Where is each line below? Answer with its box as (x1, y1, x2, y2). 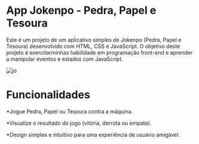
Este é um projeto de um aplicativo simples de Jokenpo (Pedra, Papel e (6, 36, 182, 43)
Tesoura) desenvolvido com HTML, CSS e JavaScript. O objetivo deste (6, 43, 180, 50)
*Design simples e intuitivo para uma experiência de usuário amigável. (6, 131, 180, 138)
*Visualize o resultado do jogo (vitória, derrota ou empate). (6, 119, 152, 127)
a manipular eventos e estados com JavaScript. (6, 55, 124, 62)
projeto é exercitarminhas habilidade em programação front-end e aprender (6, 49, 193, 56)
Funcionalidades (6, 88, 91, 102)
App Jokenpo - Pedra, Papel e (6, 4, 157, 17)
